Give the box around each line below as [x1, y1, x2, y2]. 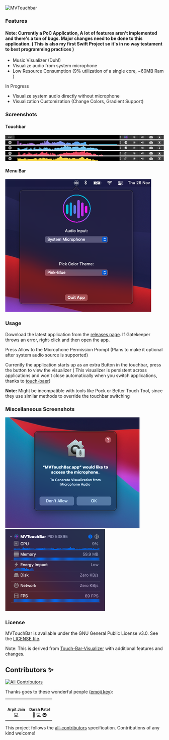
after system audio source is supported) [5, 352, 89, 358]
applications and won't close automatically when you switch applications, [5, 372, 157, 379]
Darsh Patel [29, 707, 50, 712]
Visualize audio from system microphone [12, 63, 98, 69]
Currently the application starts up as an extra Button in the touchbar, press [5, 361, 161, 367]
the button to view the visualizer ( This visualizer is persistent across [5, 367, 147, 373]
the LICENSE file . [5, 636, 41, 642]
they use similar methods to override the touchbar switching [5, 393, 130, 399]
